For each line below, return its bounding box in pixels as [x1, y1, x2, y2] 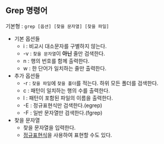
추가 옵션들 [14, 72, 40, 79]
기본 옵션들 [14, 35, 40, 42]
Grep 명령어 [5, 5, 48, 16]
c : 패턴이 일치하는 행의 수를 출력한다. [23, 87, 111, 94]
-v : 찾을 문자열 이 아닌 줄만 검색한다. [23, 50, 105, 57]
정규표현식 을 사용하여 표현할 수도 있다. [23, 131, 112, 138]
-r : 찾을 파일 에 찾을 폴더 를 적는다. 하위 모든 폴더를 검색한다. [23, 79, 159, 87]
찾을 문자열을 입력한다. [23, 124, 76, 131]
